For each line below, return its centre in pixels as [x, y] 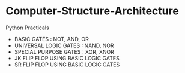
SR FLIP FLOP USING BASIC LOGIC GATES [67, 65]
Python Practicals [27, 28]
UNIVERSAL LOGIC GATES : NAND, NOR [64, 45]
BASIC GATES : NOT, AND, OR [52, 39]
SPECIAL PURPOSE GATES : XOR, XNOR [64, 51]
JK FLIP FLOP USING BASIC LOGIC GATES [67, 58]
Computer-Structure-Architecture [92, 11]
